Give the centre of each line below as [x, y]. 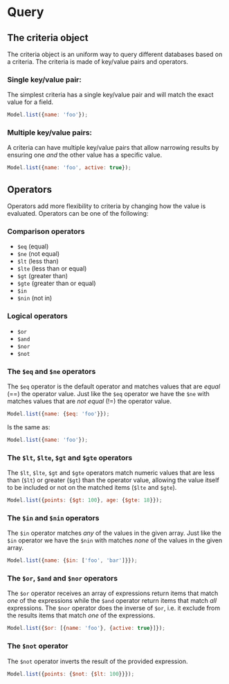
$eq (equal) [33, 246]
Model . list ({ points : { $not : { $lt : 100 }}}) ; [71, 674]
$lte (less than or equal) [52, 268]
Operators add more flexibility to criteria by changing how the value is [107, 206]
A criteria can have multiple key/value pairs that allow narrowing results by [113, 148]
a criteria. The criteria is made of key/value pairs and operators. [98, 62]
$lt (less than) [38, 262]
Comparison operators [46, 232]
